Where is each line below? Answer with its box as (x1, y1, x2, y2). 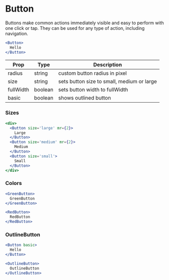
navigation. (5, 30, 29, 36)
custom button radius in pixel (58, 69, 127, 76)
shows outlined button (58, 94, 111, 101)
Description (93, 61, 122, 68)
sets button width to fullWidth (58, 86, 129, 93)
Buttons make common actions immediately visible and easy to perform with (5, 20, 164, 26)
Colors (5, 180, 22, 187)
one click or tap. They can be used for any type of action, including (5, 25, 145, 31)
